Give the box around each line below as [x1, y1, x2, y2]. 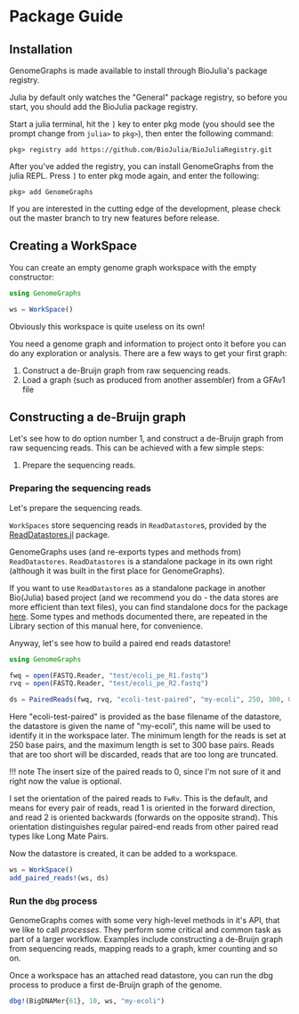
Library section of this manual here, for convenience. [9, 621, 203, 631]
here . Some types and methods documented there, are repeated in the [9, 611, 269, 621]
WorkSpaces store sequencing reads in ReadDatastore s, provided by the [9, 519, 267, 531]
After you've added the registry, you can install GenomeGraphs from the [9, 161, 274, 171]
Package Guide [9, 6, 124, 27]
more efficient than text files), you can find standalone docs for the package [9, 601, 288, 612]
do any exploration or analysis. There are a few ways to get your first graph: [9, 347, 287, 358]
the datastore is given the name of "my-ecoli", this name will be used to [9, 721, 271, 732]
